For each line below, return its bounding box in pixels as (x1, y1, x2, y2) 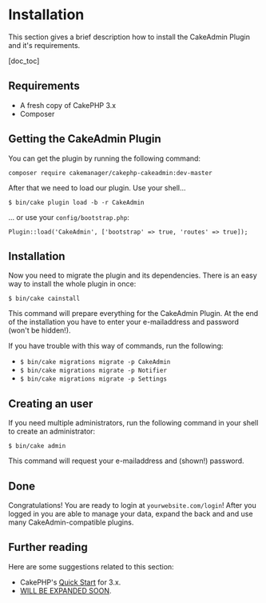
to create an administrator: (8, 426, 96, 437)
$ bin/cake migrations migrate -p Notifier (19, 366, 168, 375)
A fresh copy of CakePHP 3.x (19, 100, 117, 110)
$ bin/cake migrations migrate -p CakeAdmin (19, 358, 171, 366)
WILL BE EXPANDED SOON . (19, 585, 112, 595)
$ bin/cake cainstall (8, 294, 81, 303)
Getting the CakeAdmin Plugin (8, 132, 161, 146)
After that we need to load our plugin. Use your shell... (8, 182, 186, 193)
